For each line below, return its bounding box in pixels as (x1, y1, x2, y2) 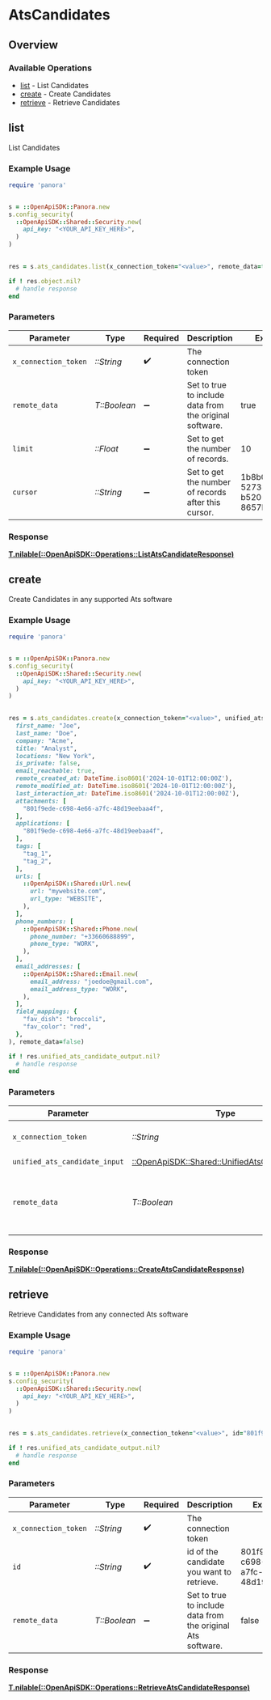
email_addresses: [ (15, 963, 81, 971)
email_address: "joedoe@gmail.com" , (29, 977, 153, 986)
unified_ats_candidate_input (12, 1157, 124, 1167)
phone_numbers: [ (15, 917, 74, 926)
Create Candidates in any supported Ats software (8, 594, 173, 604)
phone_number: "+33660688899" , (29, 932, 135, 940)
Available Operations (8, 62, 93, 74)
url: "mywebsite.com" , (29, 888, 106, 896)
